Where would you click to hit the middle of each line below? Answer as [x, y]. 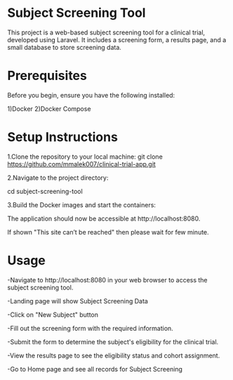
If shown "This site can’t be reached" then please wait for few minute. [108, 232]
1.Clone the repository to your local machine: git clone [85, 157]
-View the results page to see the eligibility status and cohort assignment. [114, 355]
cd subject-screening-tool [45, 191]
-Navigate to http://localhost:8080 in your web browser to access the [108, 280]
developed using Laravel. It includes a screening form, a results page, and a [117, 39]
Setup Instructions [62, 137]
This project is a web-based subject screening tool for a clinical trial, [106, 32]
